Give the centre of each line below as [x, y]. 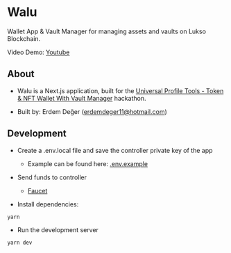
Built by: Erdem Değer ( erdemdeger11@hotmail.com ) [92, 111]
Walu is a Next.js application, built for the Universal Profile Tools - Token [120, 90]
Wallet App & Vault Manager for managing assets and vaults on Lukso [107, 31]
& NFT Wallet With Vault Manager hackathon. [82, 98]
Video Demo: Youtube [38, 52]
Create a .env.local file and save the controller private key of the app [115, 150]
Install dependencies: [48, 204]
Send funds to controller [52, 177]
